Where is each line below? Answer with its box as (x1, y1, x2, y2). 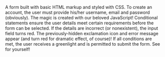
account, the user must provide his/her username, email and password (5, 9, 150, 15)
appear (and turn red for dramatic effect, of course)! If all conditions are (5, 36, 152, 42)
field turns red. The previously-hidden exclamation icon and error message (5, 31, 159, 36)
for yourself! (5, 47, 31, 52)
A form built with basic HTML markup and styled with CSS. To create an (5, 4, 153, 10)
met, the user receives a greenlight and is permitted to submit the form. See (5, 41, 161, 47)
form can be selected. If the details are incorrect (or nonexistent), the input (5, 25, 158, 31)
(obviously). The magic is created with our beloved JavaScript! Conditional (5, 15, 158, 20)
